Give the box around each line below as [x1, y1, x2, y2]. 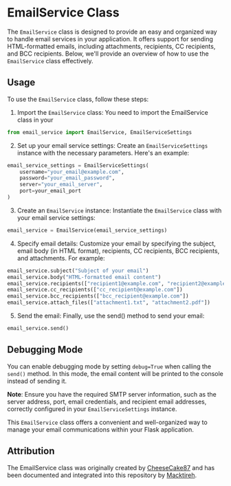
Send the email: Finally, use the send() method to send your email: [16, 311, 205, 320]
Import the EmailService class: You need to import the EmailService [16, 108, 208, 116]
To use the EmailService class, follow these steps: [7, 95, 149, 103]
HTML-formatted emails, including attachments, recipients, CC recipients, [7, 42, 216, 50]
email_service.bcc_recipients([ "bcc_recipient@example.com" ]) [7, 293, 189, 300]
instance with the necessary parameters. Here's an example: [16, 148, 190, 157]
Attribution [7, 445, 55, 457]
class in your [16, 115, 54, 124]
